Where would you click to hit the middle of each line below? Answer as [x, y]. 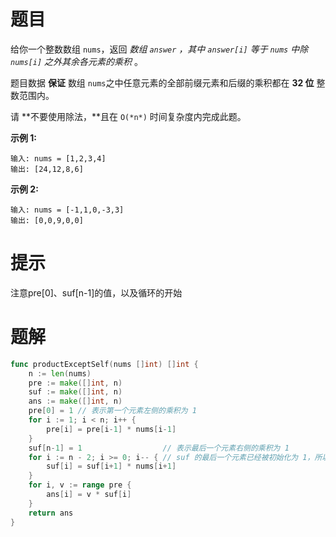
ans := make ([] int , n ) [75, 401]
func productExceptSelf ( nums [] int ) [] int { [104, 364]
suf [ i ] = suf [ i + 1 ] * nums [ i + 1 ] [111, 466]
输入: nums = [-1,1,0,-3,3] [67, 210]
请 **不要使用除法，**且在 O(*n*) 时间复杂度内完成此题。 [128, 116]
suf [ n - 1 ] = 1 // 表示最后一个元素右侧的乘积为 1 [159, 448]
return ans [51, 513]
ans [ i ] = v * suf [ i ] [89, 495]
